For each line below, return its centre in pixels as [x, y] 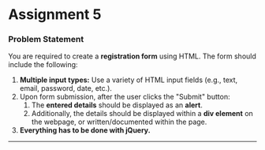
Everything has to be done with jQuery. [85, 130]
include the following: [43, 65]
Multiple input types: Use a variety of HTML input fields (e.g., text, [129, 80]
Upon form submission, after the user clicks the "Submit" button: [125, 97]
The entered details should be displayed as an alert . [117, 105]
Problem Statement [46, 39]
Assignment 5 [55, 15]
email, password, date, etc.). [66, 88]
